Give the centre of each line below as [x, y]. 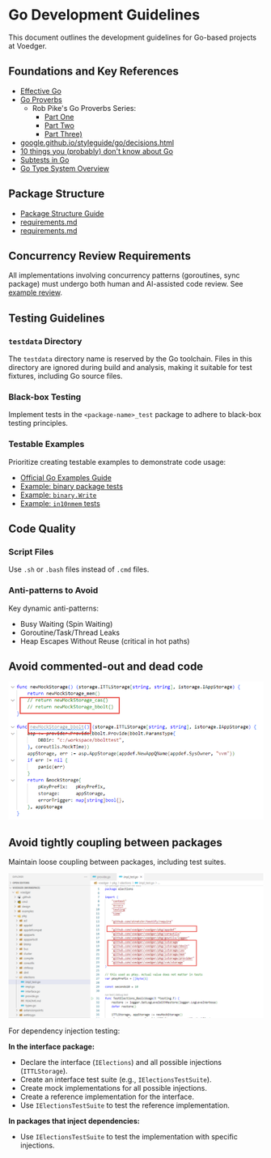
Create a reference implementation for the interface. [107, 1097]
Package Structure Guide [62, 213]
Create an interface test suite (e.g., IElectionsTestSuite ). [116, 1079]
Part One [59, 117]
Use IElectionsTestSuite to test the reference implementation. [125, 1105]
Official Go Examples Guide [66, 477]
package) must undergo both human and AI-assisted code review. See [126, 284]
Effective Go [41, 91]
